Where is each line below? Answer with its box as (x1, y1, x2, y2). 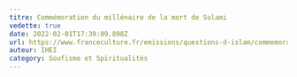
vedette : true (9, 21, 62, 30)
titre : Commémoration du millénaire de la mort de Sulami (9, 12, 227, 22)
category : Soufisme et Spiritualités (9, 54, 148, 63)
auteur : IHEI (9, 46, 57, 55)
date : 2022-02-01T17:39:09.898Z (9, 29, 128, 38)
